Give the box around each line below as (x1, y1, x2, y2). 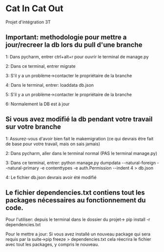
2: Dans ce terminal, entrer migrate (5, 63, 76, 69)
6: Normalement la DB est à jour (5, 101, 70, 107)
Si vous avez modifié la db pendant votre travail (5, 115, 153, 123)
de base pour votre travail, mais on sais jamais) (5, 141, 101, 147)
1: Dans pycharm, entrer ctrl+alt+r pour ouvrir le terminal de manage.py (5, 54, 149, 59)
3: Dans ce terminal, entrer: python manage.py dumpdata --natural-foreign (5, 159, 156, 166)
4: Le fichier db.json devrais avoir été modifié (5, 174, 97, 180)
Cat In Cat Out (5, 3, 63, 14)
